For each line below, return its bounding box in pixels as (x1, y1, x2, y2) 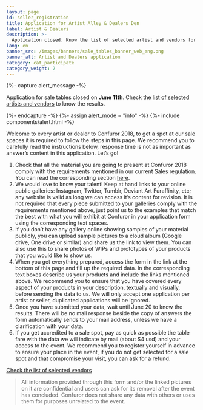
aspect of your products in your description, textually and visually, (15, 284, 181, 292)
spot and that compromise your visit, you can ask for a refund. (15, 355, 171, 362)
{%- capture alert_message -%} (6, 82, 87, 89)
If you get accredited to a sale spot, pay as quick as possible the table (15, 329, 190, 337)
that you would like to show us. (15, 251, 93, 259)
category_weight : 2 (6, 65, 56, 72)
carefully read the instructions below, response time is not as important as (6, 143, 191, 151)
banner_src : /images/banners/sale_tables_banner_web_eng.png (6, 49, 164, 55)
